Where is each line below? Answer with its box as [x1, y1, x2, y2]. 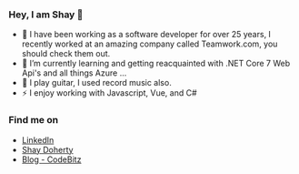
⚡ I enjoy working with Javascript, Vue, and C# [21, 87, 197, 98]
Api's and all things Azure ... [21, 67, 127, 78]
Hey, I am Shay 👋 [8, 8, 84, 21]
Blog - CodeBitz [21, 154, 82, 165]
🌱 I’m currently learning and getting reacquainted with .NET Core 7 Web [21, 58, 291, 69]
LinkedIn [21, 134, 55, 145]
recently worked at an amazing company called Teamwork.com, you [21, 38, 278, 49]
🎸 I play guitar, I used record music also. [21, 77, 172, 88]
